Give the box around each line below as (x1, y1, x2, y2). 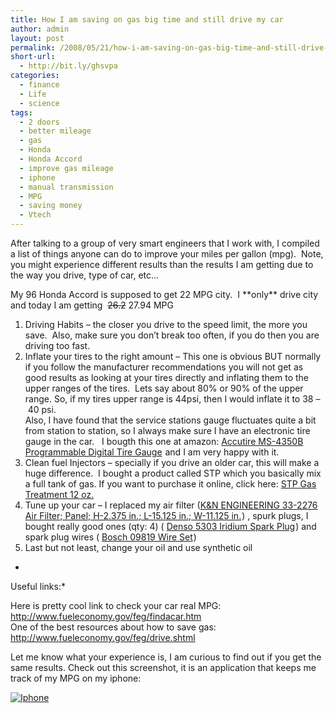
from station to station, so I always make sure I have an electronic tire (24, 425, 311, 436)
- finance (19, 80, 60, 90)
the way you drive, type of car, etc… (10, 269, 160, 281)
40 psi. (27, 404, 57, 415)
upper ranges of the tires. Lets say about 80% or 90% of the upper (24, 382, 304, 394)
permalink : (10, 42, 56, 53)
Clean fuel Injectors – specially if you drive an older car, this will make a (24, 457, 320, 468)
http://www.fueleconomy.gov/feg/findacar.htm (10, 611, 202, 622)
